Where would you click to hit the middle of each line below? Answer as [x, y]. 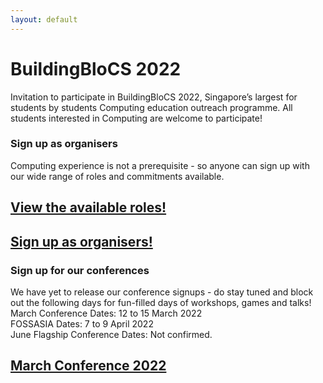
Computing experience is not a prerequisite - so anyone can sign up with [160, 165]
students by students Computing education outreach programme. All [151, 107]
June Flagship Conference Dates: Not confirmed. [111, 334]
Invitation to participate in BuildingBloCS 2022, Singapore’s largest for [154, 97]
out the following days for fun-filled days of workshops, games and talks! [161, 302]
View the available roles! [88, 207]
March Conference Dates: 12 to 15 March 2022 [106, 313]
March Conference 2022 [88, 366]
